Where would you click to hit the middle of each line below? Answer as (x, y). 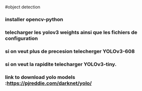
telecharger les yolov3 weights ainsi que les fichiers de (71, 32)
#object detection (23, 7)
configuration (22, 38)
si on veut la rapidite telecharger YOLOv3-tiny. (61, 64)
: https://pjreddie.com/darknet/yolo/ (48, 83)
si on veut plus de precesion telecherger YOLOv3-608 (70, 51)
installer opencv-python (34, 19)
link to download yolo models (40, 77)
